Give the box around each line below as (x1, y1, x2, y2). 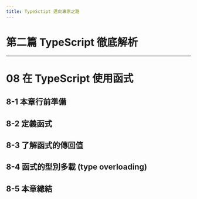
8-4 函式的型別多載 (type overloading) (6, 162, 148, 172)
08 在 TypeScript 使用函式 (6, 71, 134, 85)
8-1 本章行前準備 (6, 97, 66, 107)
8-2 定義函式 (6, 118, 53, 129)
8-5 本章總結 (6, 184, 53, 194)
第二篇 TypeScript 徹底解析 (6, 36, 138, 49)
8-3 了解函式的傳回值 (6, 140, 83, 150)
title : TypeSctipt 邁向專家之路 (6, 8, 80, 15)
